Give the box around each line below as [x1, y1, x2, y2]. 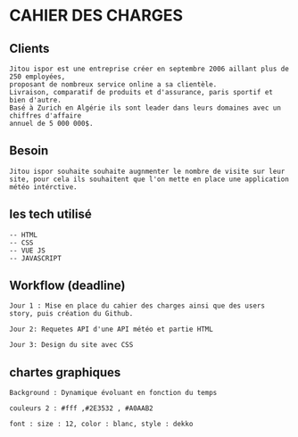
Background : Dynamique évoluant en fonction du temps [9, 389, 218, 398]
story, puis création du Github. [9, 309, 134, 318]
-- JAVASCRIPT [9, 253, 62, 263]
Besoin [9, 144, 49, 159]
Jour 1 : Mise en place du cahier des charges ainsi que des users [9, 301, 266, 310]
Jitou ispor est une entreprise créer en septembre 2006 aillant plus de [9, 64, 290, 73]
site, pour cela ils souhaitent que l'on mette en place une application [9, 175, 290, 184]
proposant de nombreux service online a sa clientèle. [9, 80, 218, 89]
